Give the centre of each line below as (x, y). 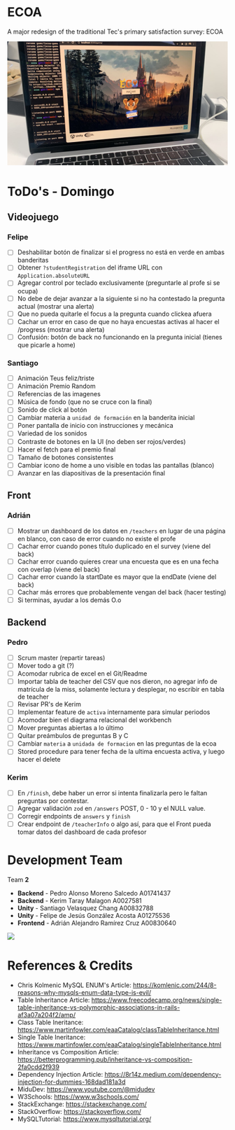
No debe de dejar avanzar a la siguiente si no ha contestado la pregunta (121, 298)
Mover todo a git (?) (46, 665)
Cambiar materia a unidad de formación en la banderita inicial (106, 418)
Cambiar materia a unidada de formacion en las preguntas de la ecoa (117, 744)
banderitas (33, 260)
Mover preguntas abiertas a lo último (70, 728)
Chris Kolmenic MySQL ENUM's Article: (74, 985)
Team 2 (18, 879)
